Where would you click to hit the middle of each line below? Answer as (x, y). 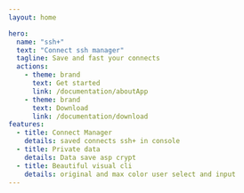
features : (27, 125)
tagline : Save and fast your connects (89, 59)
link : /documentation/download (90, 117)
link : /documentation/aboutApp (90, 91)
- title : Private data (58, 149)
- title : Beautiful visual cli (74, 165)
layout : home (33, 17)
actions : (33, 67)
